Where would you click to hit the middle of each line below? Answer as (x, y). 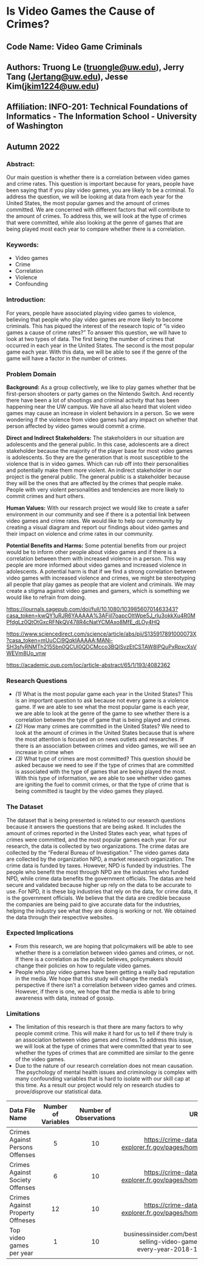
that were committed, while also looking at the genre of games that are (95, 223)
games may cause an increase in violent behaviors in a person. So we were (100, 413)
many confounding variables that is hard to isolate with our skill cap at (102, 1079)
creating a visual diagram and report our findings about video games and (98, 527)
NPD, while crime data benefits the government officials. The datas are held (101, 878)
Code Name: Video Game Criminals (74, 47)
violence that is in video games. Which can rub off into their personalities (98, 463)
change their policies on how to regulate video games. (83, 965)
